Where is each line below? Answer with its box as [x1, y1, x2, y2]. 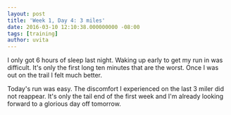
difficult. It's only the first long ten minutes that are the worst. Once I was [7, 63, 219, 72]
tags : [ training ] [7, 30, 58, 37]
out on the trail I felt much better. [7, 71, 103, 80]
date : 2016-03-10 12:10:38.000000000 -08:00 [7, 23, 140, 30]
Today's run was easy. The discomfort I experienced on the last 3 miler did [7, 85, 224, 93]
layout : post [7, 10, 46, 18]
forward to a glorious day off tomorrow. [7, 99, 121, 108]
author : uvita [7, 37, 49, 44]
